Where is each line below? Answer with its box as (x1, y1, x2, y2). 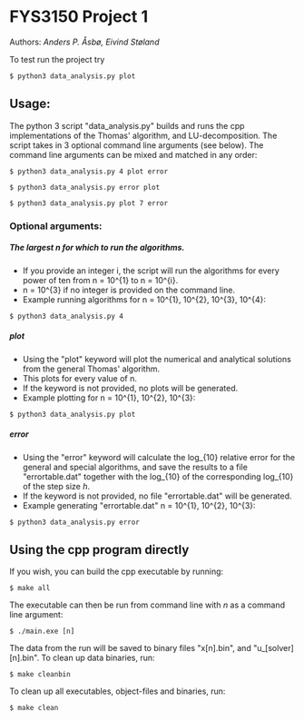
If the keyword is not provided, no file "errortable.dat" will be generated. (22, 490, 292, 501)
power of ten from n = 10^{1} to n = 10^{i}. (22, 274, 179, 285)
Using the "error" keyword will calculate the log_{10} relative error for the (22, 451, 296, 462)
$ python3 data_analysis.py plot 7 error (9, 198, 169, 208)
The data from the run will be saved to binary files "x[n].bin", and (9, 643, 251, 654)
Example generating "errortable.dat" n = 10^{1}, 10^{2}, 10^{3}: (22, 499, 256, 510)
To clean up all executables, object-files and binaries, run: (9, 686, 226, 696)
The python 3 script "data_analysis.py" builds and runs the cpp (9, 120, 245, 131)
